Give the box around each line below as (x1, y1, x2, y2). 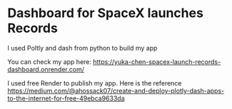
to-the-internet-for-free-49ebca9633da (7, 94, 125, 103)
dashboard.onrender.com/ (7, 65, 84, 73)
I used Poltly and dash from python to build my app (7, 43, 158, 52)
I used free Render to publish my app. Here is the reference (7, 78, 182, 87)
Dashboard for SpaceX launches (7, 5, 203, 21)
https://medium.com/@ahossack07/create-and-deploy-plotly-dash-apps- (7, 86, 225, 95)
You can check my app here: (7, 57, 91, 66)
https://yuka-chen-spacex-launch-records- (92, 57, 221, 66)
